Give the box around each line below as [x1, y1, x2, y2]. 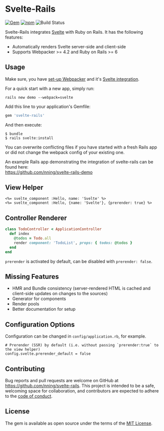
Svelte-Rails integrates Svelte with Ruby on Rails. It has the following [5, 29, 143, 35]
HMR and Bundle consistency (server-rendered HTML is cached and [12, 285, 151, 291]
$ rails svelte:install [5, 135, 54, 140]
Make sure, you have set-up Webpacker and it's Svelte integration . [5, 76, 140, 82]
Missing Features [5, 272, 59, 280]
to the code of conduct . [5, 393, 53, 399]
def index [9, 231, 29, 237]
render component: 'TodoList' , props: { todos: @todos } [14, 240, 133, 245]
